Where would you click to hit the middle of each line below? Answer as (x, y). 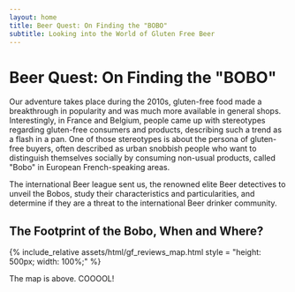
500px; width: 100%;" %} (55, 262)
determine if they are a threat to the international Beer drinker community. (143, 203)
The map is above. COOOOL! (62, 279)
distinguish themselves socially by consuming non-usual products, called (143, 158)
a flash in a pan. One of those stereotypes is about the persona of (129, 139)
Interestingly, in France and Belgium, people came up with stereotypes (137, 121)
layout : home (33, 17)
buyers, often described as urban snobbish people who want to (141, 149)
